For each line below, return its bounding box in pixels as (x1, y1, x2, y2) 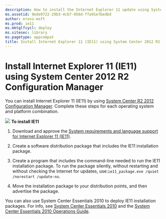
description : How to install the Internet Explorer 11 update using (5, 7, 149, 12)
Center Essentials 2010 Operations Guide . (5, 208, 90, 214)
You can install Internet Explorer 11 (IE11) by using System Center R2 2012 (5, 98, 154, 104)
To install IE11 (11, 118, 40, 124)
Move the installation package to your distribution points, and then (12, 183, 147, 189)
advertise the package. (12, 188, 59, 194)
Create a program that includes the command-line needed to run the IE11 (12, 157, 161, 163)
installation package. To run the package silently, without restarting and (12, 163, 158, 169)
